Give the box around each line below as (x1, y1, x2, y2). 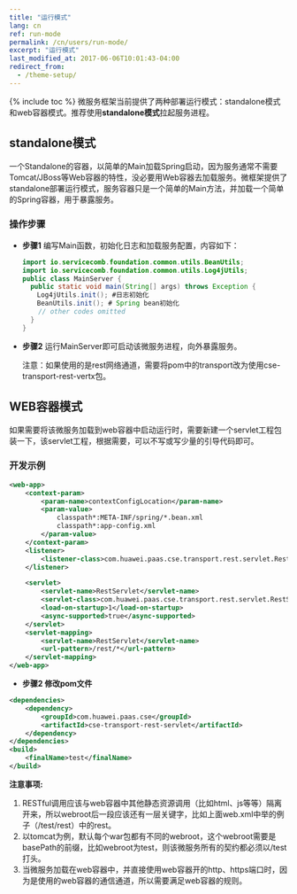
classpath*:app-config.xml (56, 522, 156, 531)
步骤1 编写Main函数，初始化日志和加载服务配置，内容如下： (21, 240, 240, 251)
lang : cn (9, 21, 42, 30)
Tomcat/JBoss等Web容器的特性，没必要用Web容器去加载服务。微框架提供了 (9, 172, 288, 183)
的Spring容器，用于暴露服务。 (9, 194, 119, 205)
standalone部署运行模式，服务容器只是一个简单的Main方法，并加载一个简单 (9, 183, 285, 193)
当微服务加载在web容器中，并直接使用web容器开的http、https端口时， (21, 864, 280, 875)
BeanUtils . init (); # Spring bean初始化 (36, 299, 179, 308)
